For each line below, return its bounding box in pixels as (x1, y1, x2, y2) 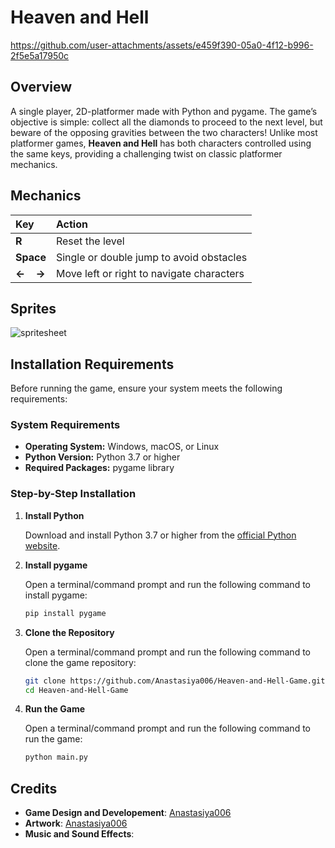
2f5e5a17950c (10, 49, 70, 61)
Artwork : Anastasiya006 (24, 817, 128, 830)
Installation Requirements (10, 356, 175, 373)
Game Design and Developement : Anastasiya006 (24, 807, 232, 819)
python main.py (24, 752, 89, 763)
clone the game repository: (24, 656, 137, 668)
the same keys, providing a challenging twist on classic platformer (10, 147, 283, 160)
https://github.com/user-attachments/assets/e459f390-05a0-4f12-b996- (10, 39, 314, 51)
